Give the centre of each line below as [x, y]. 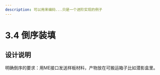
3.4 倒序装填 [30, 35]
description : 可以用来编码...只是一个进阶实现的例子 [54, 10]
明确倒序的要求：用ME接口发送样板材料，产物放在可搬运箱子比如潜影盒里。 [81, 68]
